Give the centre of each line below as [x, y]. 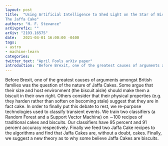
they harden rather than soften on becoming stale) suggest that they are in [82, 101]
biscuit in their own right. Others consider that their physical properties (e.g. [83, 96]
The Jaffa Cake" [22, 19]
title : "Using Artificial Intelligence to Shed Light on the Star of [80, 14]
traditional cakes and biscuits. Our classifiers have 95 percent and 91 [76, 122]
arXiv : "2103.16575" [27, 33]
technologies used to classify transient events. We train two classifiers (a [80, 112]
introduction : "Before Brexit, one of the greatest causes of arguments [82, 65]
